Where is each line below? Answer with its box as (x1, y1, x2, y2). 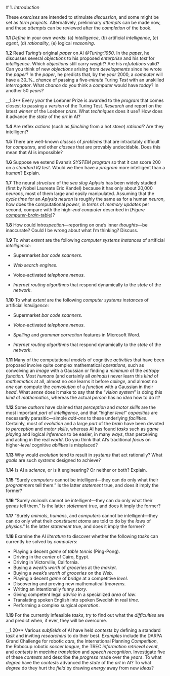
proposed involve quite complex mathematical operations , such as (6, 362, 144, 368)
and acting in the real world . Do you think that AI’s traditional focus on (6, 437, 151, 442)
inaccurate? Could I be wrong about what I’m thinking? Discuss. (6, 228, 139, 233)
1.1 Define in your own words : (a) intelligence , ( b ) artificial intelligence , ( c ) (6, 35, 159, 41)
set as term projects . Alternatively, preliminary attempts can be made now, (6, 20, 161, 25)
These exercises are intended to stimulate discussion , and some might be (6, 14, 159, 20)
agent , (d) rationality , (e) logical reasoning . (6, 40, 96, 46)
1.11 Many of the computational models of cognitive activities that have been (6, 357, 165, 363)
